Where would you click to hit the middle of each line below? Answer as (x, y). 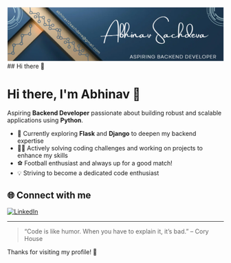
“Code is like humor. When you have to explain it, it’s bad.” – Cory (116, 231)
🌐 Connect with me (49, 195)
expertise (31, 141)
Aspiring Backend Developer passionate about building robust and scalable (114, 113)
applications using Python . (45, 120)
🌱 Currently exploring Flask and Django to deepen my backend (107, 134)
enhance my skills (43, 156)
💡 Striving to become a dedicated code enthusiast (88, 173)
